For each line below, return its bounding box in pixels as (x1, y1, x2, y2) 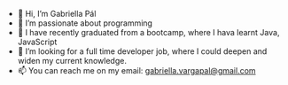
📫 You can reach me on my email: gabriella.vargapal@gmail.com (17, 66, 256, 75)
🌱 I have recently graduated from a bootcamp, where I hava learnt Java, (17, 27, 280, 37)
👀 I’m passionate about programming (17, 18, 153, 28)
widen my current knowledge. (17, 56, 127, 66)
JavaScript (17, 36, 58, 47)
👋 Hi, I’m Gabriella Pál (17, 9, 97, 19)
